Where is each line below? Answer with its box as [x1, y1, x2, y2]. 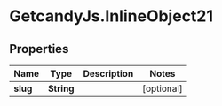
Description [83, 68, 134, 79]
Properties [9, 42, 69, 57]
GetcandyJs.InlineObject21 [9, 6, 214, 26]
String [47, 82, 75, 95]
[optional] [141, 82, 184, 95]
